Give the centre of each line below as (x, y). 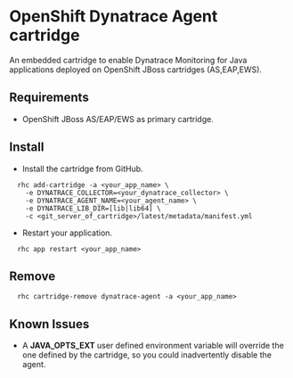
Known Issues (49, 324)
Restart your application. (67, 233)
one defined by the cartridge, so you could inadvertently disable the (146, 355)
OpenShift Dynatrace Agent (114, 16)
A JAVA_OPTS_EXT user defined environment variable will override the (153, 346)
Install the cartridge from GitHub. (83, 168)
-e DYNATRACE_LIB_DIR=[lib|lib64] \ (94, 208)
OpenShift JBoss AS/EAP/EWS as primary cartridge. (118, 119)
